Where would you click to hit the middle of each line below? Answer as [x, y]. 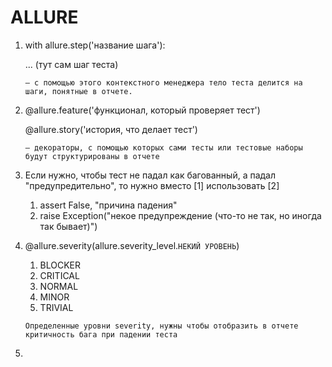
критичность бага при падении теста [101, 334]
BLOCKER [60, 265]
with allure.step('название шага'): [95, 45]
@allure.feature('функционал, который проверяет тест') [142, 110]
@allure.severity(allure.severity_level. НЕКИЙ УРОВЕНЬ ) [132, 245]
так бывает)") [68, 226]
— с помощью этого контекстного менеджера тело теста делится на [163, 82]
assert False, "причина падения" [108, 205]
